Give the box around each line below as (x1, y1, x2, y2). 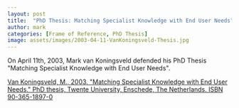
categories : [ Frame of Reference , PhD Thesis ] (7, 30, 148, 38)
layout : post (7, 10, 46, 18)
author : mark (7, 23, 46, 31)
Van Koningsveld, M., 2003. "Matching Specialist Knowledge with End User (7, 77, 228, 86)
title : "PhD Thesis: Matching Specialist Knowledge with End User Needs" (7, 17, 234, 24)
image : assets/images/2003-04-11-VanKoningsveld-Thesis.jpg (7, 37, 190, 44)
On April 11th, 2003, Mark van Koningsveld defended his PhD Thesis (7, 56, 207, 65)
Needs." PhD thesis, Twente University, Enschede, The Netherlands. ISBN (7, 85, 223, 94)
